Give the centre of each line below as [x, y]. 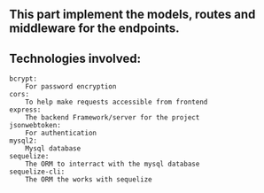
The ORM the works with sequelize [89, 180]
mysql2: [23, 141]
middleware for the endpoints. [94, 29]
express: [25, 110]
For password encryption [71, 87]
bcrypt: [23, 79]
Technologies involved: [75, 58]
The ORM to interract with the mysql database [113, 164]
